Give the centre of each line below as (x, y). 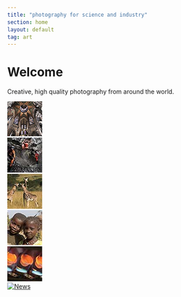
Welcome (35, 72)
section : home (28, 22)
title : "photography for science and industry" (78, 15)
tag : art (20, 37)
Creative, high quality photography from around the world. (91, 92)
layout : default (31, 29)
